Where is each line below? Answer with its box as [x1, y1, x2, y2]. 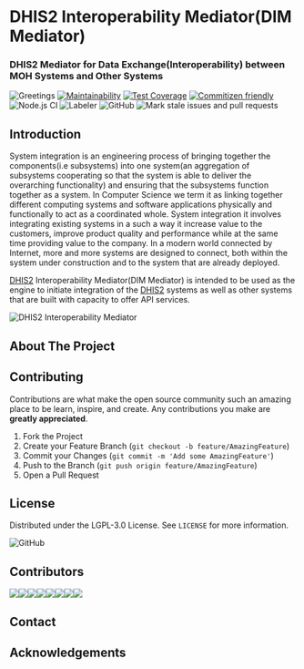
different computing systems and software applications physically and [9, 199, 273, 211]
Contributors [9, 563, 85, 580]
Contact [9, 613, 56, 630]
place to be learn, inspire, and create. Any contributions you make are [9, 403, 271, 414]
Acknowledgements [9, 644, 127, 660]
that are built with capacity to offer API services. [9, 294, 190, 305]
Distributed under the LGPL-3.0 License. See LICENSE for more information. [9, 520, 289, 530]
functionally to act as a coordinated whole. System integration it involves [9, 209, 282, 220]
